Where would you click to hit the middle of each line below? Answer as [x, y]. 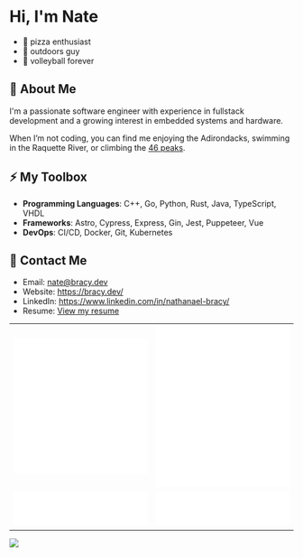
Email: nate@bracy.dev [65, 283]
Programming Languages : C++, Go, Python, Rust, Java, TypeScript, [149, 203]
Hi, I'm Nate [54, 17]
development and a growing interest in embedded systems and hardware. [147, 120]
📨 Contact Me [48, 260]
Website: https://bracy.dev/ [73, 292]
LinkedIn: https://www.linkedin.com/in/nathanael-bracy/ [126, 302]
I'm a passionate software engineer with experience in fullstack [127, 111]
